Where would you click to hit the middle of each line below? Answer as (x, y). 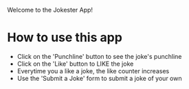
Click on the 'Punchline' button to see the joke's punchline (99, 56)
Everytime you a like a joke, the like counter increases (93, 71)
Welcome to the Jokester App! (50, 10)
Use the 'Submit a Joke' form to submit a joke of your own (99, 78)
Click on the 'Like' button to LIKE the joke (75, 64)
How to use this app (65, 38)
